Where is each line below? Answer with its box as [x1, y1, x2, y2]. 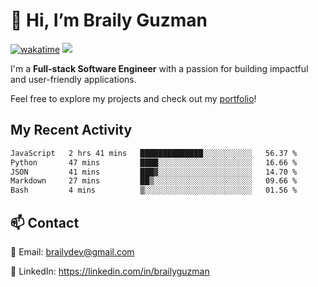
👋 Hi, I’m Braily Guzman [10, 9, 208, 32]
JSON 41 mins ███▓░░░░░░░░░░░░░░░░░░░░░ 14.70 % [10, 167, 298, 177]
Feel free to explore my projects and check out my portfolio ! [10, 92, 257, 104]
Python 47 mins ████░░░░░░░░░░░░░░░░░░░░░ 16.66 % [10, 157, 298, 168]
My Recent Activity [10, 122, 133, 139]
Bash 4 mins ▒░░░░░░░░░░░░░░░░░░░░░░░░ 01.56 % [10, 185, 298, 196]
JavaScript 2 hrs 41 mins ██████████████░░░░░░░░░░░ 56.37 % [10, 148, 298, 158]
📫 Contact [10, 214, 80, 231]
